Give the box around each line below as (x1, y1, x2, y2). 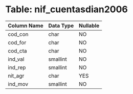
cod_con (8, 31, 29, 38)
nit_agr (8, 72, 25, 79)
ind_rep (8, 64, 26, 71)
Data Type (48, 22, 74, 29)
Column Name (8, 22, 43, 29)
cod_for (8, 39, 27, 46)
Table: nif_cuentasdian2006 (5, 4, 128, 15)
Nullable (78, 22, 100, 29)
